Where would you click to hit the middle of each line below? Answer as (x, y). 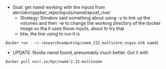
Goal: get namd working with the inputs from (59, 7)
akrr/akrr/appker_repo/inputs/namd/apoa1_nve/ (61, 12)
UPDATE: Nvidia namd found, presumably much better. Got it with (80, 52)
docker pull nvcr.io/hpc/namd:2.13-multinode (54, 61)
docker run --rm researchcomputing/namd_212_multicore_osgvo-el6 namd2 (82, 43)
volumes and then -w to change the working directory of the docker (90, 23)
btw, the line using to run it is (50, 34)
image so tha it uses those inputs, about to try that (72, 28)
